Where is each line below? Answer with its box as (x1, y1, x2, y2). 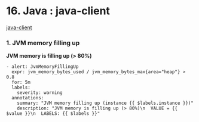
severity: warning (17, 90, 63, 96)
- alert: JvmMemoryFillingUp (6, 64, 79, 70)
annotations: (11, 95, 44, 101)
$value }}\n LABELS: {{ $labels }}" (6, 111, 100, 117)
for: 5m (11, 79, 31, 86)
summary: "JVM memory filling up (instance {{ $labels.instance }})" (17, 100, 194, 107)
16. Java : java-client (6, 4, 111, 18)
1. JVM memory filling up (6, 39, 80, 47)
